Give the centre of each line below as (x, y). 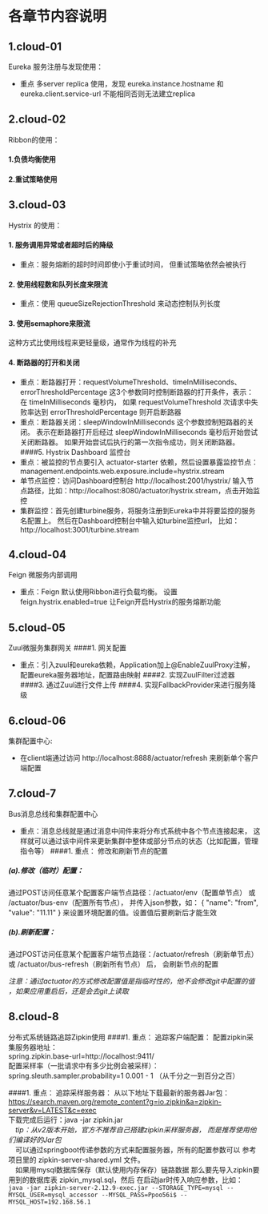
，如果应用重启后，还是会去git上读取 (69, 991)
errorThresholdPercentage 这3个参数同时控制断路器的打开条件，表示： (137, 392)
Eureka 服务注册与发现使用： (56, 66)
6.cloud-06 (37, 720)
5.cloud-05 (37, 627)
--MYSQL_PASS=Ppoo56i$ (139, 1195)
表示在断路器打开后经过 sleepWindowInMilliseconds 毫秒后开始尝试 (147, 432)
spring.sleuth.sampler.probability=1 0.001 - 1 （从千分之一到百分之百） (124, 1075)
